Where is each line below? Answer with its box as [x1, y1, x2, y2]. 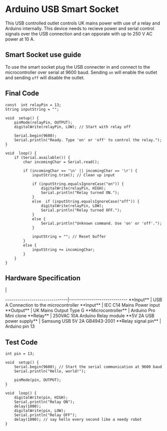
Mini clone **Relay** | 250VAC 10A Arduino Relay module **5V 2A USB [5, 313, 155, 319]
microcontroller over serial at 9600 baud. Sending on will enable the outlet [5, 69, 157, 75]
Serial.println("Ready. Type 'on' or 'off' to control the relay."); [14, 137, 162, 142]
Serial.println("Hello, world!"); [14, 369, 86, 374]
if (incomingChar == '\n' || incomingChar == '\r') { [23, 168, 137, 173]
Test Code [5, 338, 38, 346]
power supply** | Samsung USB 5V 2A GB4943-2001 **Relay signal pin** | [5, 318, 161, 324]
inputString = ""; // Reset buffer [31, 234, 106, 239]
